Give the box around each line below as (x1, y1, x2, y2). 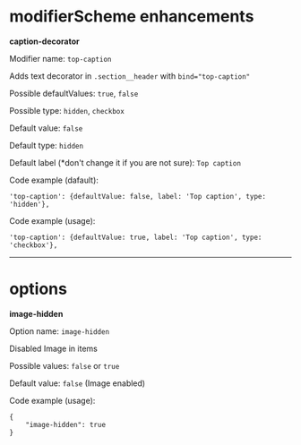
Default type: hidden (9, 140, 83, 150)
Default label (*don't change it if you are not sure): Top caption (9, 157, 242, 167)
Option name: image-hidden (9, 325, 110, 337)
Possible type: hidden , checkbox (9, 105, 125, 116)
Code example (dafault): (9, 175, 99, 185)
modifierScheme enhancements (9, 6, 254, 27)
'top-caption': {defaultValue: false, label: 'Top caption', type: (9, 192, 267, 201)
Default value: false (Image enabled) (9, 378, 146, 389)
